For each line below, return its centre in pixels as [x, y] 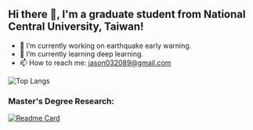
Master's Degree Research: [61, 101]
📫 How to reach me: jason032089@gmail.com [95, 63]
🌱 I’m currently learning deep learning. [81, 54]
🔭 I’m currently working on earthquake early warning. [105, 45]
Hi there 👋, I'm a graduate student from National [127, 14]
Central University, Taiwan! [76, 27]
